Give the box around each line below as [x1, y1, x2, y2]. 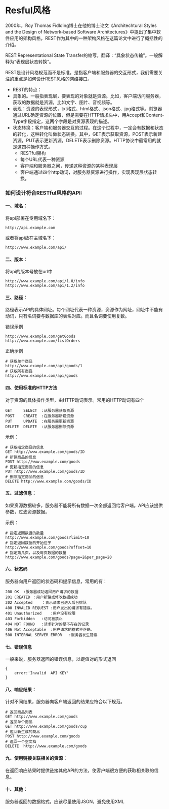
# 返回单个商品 [5, 720, 33, 725]
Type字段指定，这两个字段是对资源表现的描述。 [12, 118, 112, 124]
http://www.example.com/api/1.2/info [5, 283, 85, 288]
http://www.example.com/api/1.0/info [5, 279, 85, 284]
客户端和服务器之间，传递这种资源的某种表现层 [20, 163, 118, 169]
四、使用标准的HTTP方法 [5, 384, 58, 391]
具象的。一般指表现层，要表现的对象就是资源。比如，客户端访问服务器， [12, 92, 163, 99]
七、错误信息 [5, 643, 32, 650]
